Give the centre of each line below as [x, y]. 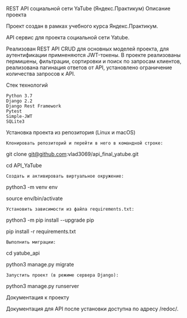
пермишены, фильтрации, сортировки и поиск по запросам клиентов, [94, 61]
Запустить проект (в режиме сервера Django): [62, 275]
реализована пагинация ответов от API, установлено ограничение [89, 67]
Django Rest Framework [34, 106]
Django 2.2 [19, 101]
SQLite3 [15, 121]
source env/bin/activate [34, 198]
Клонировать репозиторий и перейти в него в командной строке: [85, 143]
